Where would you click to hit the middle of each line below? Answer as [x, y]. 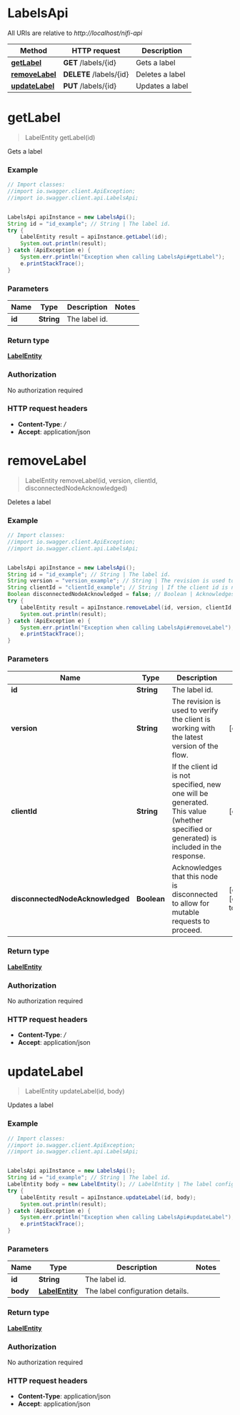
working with [194, 728]
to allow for [190, 903]
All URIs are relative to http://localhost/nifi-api [75, 33]
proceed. [187, 930]
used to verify [195, 710]
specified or [192, 829]
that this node [195, 876]
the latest [187, 737]
